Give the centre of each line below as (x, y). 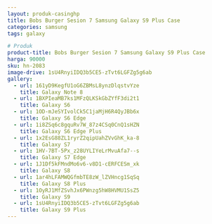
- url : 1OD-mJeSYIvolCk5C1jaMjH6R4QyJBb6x (77, 112)
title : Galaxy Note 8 (51, 92)
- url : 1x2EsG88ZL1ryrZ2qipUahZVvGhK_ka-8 (77, 138)
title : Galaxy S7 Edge (53, 158)
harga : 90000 (26, 60)
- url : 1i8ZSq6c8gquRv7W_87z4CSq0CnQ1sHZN (77, 125)
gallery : (20, 79)
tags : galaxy (26, 33)
